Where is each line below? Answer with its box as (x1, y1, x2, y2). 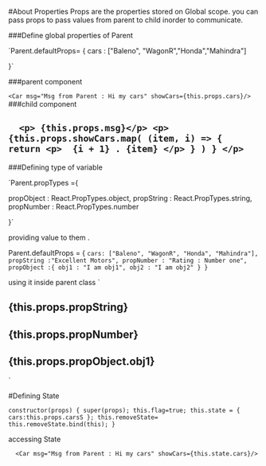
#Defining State (8, 391, 60, 401)
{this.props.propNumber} (8, 327, 139, 341)
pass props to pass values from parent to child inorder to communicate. (8, 15, 244, 25)
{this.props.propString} (8, 300, 129, 314)
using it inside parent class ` (8, 277, 100, 287)
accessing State (8, 434, 61, 444)
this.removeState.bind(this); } (8, 421, 115, 429)
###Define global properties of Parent (8, 31, 134, 40)
